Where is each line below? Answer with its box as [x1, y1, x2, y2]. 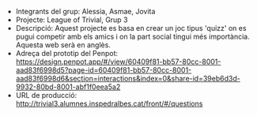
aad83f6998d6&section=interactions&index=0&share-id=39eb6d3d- [15, 74, 241, 83]
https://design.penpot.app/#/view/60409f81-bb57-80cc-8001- [15, 57, 221, 66]
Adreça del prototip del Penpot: [15, 49, 119, 58]
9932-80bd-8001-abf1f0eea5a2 [15, 82, 121, 92]
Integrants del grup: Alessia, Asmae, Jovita [15, 7, 156, 16]
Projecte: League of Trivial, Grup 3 [15, 15, 128, 24]
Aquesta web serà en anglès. [15, 40, 111, 50]
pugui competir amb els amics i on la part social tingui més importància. [15, 32, 251, 41]
